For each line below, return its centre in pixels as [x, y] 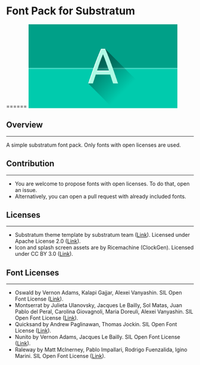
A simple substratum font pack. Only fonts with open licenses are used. [94, 145]
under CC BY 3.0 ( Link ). [44, 254]
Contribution [30, 164]
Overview [25, 125]
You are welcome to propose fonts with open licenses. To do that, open [102, 184]
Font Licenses [33, 273]
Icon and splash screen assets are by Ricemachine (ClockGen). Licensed [104, 248]
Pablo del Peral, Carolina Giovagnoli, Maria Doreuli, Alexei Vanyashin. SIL [104, 312]
